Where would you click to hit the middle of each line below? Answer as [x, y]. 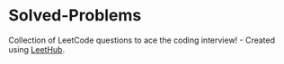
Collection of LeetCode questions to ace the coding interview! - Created [142, 40]
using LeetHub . [36, 49]
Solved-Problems [75, 16]
